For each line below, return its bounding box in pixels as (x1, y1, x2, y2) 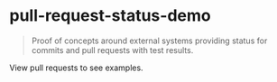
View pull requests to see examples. (9, 62, 143, 73)
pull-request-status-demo (9, 5, 211, 26)
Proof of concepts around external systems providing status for (31, 35, 268, 46)
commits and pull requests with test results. (31, 44, 194, 55)
